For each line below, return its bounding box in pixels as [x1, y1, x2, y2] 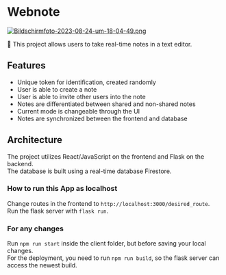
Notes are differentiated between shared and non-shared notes [16, 100, 197, 108]
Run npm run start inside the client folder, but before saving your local [7, 239, 207, 248]
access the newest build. [7, 261, 77, 270]
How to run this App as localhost [7, 184, 118, 194]
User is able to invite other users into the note [16, 92, 146, 101]
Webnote [7, 4, 60, 20]
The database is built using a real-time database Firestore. [7, 167, 172, 175]
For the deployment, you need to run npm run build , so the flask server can [7, 254, 220, 262]
